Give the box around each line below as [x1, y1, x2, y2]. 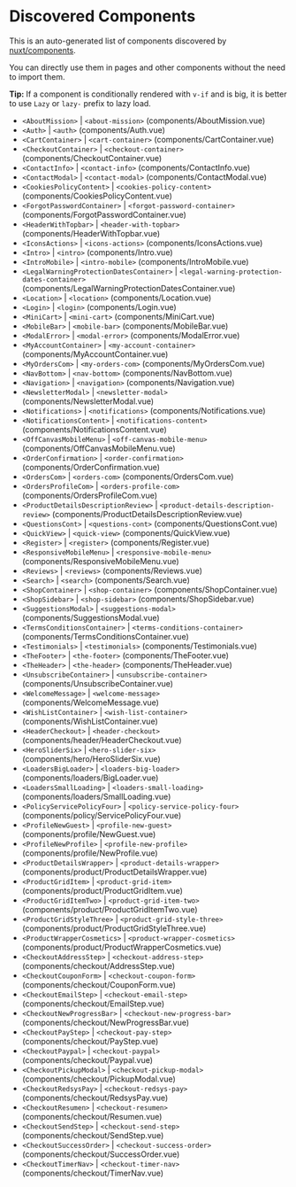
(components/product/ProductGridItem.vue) [21, 885, 184, 896]
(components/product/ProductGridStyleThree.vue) [21, 923, 207, 934]
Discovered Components [9, 6, 196, 27]
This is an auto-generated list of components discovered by [9, 35, 227, 46]
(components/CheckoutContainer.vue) [21, 152, 163, 163]
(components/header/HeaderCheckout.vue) [21, 734, 183, 745]
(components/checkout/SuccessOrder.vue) [21, 1149, 180, 1160]
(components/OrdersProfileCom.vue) [21, 490, 157, 500]
